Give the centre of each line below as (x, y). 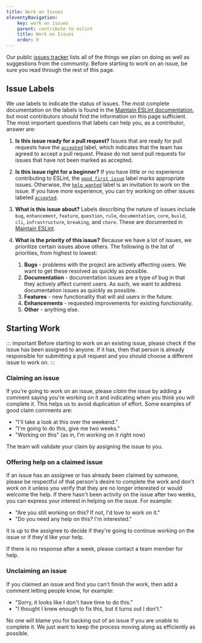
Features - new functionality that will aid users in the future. (99, 296)
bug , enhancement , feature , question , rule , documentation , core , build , (101, 216)
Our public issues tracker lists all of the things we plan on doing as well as (98, 57)
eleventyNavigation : (32, 18)
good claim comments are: (39, 410)
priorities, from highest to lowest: (56, 253)
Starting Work (33, 329)
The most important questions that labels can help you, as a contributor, (96, 123)
